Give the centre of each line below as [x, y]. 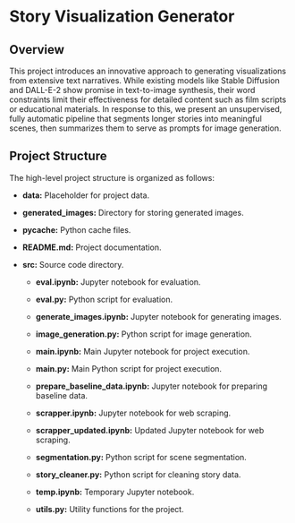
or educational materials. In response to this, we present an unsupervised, [146, 109]
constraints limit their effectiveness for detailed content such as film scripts [148, 99]
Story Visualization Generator [122, 17]
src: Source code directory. [73, 264]
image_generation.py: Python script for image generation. [143, 334]
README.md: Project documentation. [92, 247]
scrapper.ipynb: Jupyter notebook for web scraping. [133, 413]
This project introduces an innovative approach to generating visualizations [148, 71]
